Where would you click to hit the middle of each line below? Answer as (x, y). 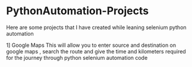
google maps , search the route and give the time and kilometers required (96, 51)
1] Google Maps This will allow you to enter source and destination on (91, 45)
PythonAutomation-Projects (78, 11)
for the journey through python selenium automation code (77, 58)
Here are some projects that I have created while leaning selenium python (96, 27)
